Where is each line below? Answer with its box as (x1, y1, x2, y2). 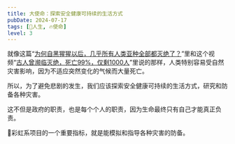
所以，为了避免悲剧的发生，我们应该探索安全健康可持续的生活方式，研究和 (7, 81, 222, 90)
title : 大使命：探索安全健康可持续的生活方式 (7, 10, 124, 17)
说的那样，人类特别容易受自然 (138, 58, 225, 67)
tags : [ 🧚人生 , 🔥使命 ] (7, 23, 67, 30)
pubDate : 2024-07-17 (7, 17, 68, 24)
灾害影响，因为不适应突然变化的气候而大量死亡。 (7, 67, 148, 75)
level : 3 (7, 29, 33, 37)
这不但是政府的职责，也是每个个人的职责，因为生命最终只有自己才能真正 (7, 105, 215, 113)
